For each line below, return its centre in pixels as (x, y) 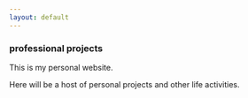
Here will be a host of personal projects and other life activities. (124, 84)
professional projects (56, 48)
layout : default (39, 17)
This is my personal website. (61, 67)
